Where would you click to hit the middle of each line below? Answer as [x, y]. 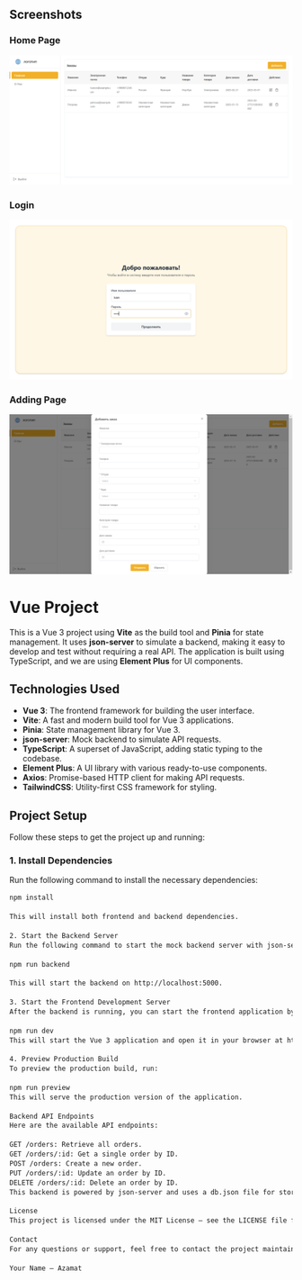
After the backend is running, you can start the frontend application [146, 1012]
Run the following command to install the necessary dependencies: [134, 880]
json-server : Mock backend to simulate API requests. [122, 739]
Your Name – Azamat [46, 1268]
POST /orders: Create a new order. [76, 1163]
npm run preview [40, 1087]
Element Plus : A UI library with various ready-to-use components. [145, 768]
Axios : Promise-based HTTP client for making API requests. [133, 778]
